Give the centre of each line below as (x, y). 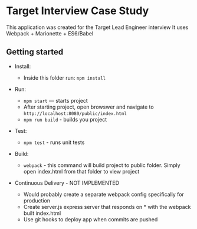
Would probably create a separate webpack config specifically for (104, 194)
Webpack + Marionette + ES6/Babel (50, 33)
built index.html (42, 213)
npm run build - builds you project (65, 119)
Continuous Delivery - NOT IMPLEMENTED (67, 183)
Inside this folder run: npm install (65, 77)
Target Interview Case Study (78, 11)
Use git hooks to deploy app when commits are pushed (91, 219)
